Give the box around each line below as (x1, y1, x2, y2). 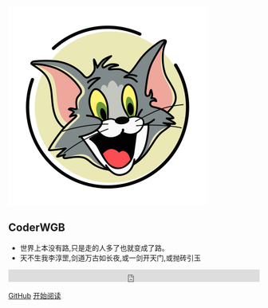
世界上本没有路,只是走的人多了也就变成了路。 (19, 243, 169, 252)
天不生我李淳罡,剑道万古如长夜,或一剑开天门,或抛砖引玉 (19, 253, 201, 263)
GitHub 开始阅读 (8, 290, 61, 300)
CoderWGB (8, 221, 65, 235)
